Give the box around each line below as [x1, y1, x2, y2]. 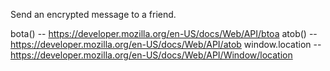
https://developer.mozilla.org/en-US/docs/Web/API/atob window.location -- [10, 39, 322, 50]
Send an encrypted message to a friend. [10, 9, 177, 20]
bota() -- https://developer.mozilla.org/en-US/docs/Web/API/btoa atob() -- [10, 28, 318, 39]
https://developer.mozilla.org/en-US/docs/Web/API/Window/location [10, 49, 293, 61]
